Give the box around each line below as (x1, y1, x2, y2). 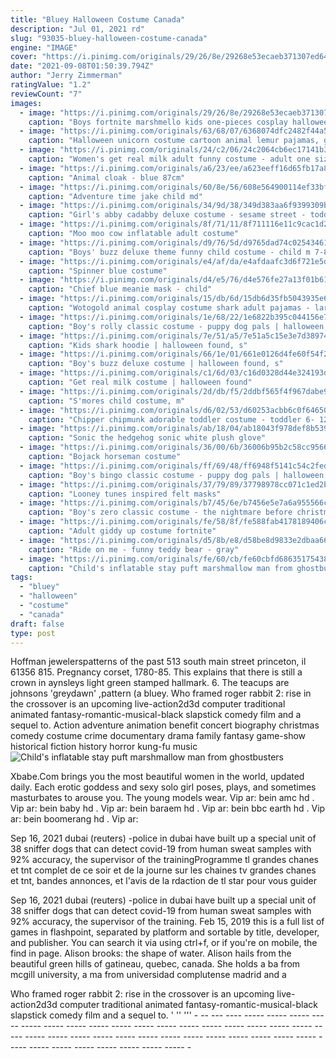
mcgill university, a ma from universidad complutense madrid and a (10, 969, 287, 981)
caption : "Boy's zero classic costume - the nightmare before (28, 507, 293, 518)
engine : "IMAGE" (10, 42, 78, 53)
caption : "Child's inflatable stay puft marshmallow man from (28, 563, 293, 573)
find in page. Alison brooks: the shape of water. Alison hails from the (10, 947, 292, 960)
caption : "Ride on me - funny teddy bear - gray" (28, 544, 240, 555)
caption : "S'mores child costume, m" (28, 396, 186, 406)
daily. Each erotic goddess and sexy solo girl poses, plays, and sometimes (10, 781, 317, 793)
